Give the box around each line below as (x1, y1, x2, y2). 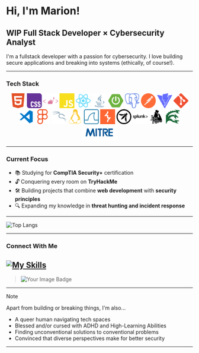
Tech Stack (6, 79, 40, 87)
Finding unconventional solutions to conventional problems (14, 329, 159, 336)
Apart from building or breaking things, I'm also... (6, 304, 126, 311)
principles (14, 195, 40, 203)
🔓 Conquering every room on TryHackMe (14, 178, 118, 185)
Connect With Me (6, 242, 58, 250)
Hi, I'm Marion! (6, 4, 80, 18)
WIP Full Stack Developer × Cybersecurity (6, 28, 165, 38)
